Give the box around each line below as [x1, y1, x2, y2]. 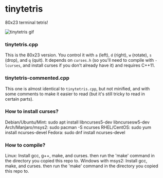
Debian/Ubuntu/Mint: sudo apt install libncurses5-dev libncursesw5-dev [5, 119, 150, 125]
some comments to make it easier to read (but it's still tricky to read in [5, 91, 145, 97]
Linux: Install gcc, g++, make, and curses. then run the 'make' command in [5, 153, 155, 159]
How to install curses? [5, 108, 59, 115]
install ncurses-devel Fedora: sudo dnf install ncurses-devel [5, 129, 126, 135]
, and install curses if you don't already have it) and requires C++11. [20, 62, 155, 69]
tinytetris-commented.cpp [5, 74, 70, 81]
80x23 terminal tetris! [5, 19, 48, 25]
